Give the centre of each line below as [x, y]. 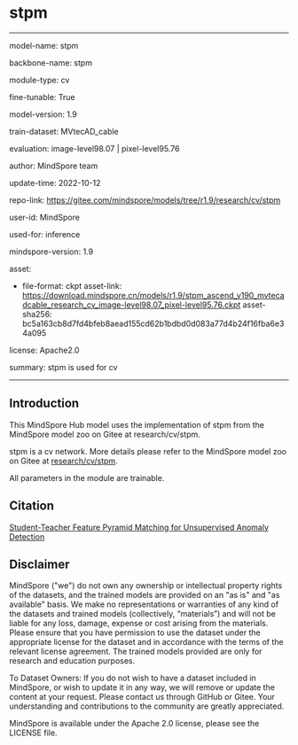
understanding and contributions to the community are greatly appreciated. [147, 706]
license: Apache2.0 [44, 350]
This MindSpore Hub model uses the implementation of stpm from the [137, 424]
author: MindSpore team [54, 166]
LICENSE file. [33, 733]
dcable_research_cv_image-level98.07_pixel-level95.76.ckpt [131, 305]
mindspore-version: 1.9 [51, 252]
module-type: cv [39, 80]
